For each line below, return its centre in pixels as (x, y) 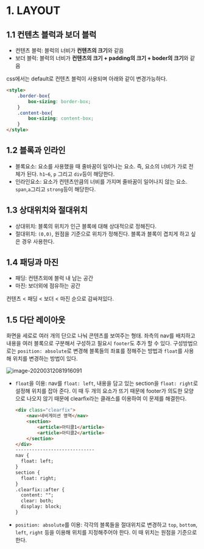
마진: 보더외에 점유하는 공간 (48, 286)
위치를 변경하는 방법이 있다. (45, 359)
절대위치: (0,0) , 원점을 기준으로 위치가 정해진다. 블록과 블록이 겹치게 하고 (102, 234)
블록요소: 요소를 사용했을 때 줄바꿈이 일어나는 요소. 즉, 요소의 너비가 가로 (101, 166)
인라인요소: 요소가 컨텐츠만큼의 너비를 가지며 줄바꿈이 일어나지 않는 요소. (101, 181)
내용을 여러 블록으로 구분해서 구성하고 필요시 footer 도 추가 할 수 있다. (89, 343)
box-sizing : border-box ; (60, 101)
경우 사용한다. (38, 241)
